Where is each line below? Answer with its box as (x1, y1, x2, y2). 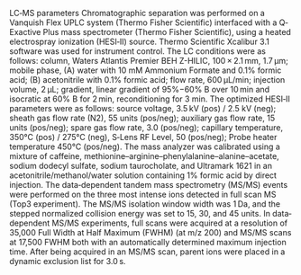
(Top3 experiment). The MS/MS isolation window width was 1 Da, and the (9, 199, 281, 209)
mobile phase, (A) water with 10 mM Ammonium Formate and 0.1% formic (9, 65, 282, 75)
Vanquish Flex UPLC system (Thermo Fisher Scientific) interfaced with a (9, 17, 278, 28)
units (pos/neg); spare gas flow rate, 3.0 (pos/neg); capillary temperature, (9, 122, 284, 133)
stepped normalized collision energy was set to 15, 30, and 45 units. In (9, 208, 270, 218)
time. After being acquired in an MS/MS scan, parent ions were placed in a (9, 246, 286, 257)
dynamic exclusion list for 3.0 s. (9, 256, 126, 266)
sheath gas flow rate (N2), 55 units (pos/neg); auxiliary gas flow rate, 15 (9, 112, 276, 123)
